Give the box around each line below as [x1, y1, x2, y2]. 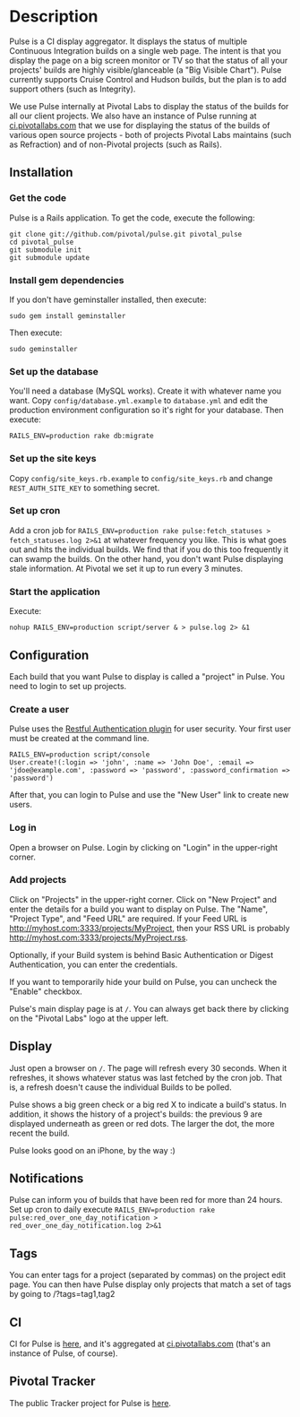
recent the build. [9, 1128, 70, 1138]
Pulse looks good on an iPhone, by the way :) [9, 1145, 176, 1155]
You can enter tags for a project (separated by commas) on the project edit [9, 1270, 287, 1281]
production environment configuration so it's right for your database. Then [9, 405, 284, 416]
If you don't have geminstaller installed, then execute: [9, 294, 207, 305]
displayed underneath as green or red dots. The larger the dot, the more [9, 1118, 275, 1128]
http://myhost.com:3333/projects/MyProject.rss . [9, 932, 188, 943]
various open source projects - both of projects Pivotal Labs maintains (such [9, 129, 292, 140]
